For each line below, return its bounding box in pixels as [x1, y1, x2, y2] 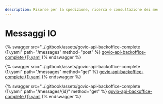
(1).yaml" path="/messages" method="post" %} [5, 49, 101, 55]
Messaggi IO [5, 28, 57, 39]
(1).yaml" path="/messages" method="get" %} [5, 69, 98, 74]
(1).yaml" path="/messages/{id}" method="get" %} [5, 88, 107, 94]
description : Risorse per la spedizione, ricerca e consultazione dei [5, 7, 151, 12]
